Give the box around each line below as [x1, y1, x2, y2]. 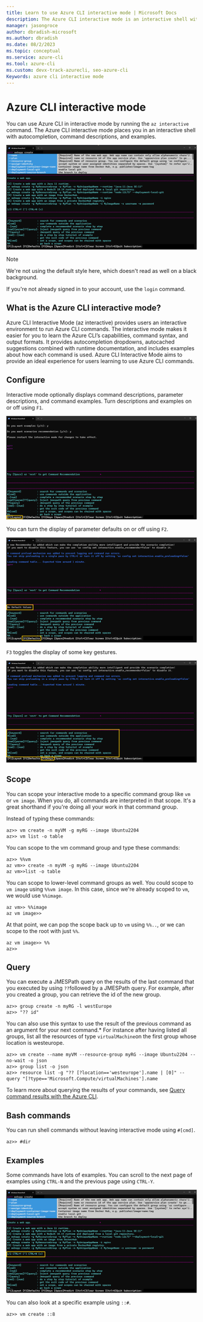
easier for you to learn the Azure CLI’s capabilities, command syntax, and [6, 332, 188, 339]
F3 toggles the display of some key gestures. [6, 648, 118, 655]
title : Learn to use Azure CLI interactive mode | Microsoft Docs [6, 10, 177, 16]
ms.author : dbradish [6, 35, 59, 42]
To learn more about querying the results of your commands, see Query [6, 1086, 185, 1094]
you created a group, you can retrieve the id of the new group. [6, 991, 161, 998]
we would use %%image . [6, 891, 63, 899]
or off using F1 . [6, 403, 43, 411]
